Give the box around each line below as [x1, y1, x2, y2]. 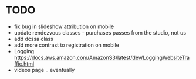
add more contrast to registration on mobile [13, 42, 120, 49]
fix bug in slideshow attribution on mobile [13, 23, 114, 30]
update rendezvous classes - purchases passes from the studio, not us [13, 29, 186, 36]
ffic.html [13, 60, 35, 67]
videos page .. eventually [13, 66, 75, 73]
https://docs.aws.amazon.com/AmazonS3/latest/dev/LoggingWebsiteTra [13, 54, 190, 61]
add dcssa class [13, 35, 53, 42]
